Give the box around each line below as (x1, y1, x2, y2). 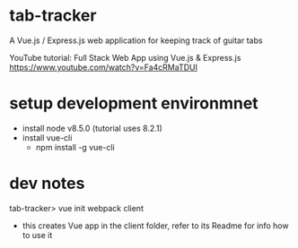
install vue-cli (22, 132, 73, 143)
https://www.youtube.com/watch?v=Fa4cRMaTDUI (9, 62, 197, 73)
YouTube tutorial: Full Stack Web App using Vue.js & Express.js (9, 52, 241, 63)
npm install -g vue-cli (35, 141, 115, 152)
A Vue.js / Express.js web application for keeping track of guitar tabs (9, 35, 263, 46)
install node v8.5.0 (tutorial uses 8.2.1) (22, 123, 163, 133)
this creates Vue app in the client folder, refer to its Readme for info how (22, 220, 289, 231)
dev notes (9, 174, 85, 193)
